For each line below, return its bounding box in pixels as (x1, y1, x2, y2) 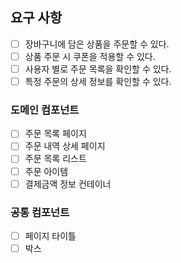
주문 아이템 (24, 165, 69, 177)
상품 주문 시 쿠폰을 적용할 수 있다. (24, 50, 156, 62)
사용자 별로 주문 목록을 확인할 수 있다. (24, 63, 172, 75)
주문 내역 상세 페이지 (24, 140, 106, 152)
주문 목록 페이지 (24, 128, 87, 140)
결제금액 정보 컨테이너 (24, 178, 112, 190)
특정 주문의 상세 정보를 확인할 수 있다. (24, 76, 172, 87)
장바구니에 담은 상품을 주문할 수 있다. (24, 38, 170, 50)
